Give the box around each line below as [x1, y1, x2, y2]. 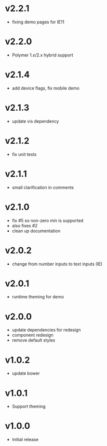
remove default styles [12, 337, 55, 343]
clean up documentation [12, 228, 61, 234]
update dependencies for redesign [12, 327, 81, 333]
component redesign [12, 332, 54, 338]
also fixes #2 [12, 223, 38, 228]
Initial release [12, 437, 39, 443]
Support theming [12, 404, 46, 410]
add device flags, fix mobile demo [12, 85, 80, 91]
